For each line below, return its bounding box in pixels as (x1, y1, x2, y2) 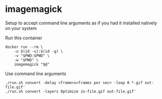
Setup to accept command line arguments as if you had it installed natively (5, 20, 158, 26)
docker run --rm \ (5, 44, 43, 49)
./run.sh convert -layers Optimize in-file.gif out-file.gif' (5, 89, 136, 94)
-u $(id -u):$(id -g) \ (14, 49, 63, 54)
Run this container (5, 35, 43, 41)
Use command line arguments (5, 71, 66, 77)
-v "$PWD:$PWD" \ (14, 53, 50, 58)
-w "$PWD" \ (14, 57, 39, 63)
